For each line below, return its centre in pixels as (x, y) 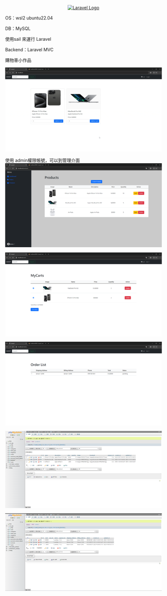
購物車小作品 (18, 60)
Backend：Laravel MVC (29, 50)
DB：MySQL (18, 28)
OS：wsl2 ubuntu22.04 (29, 18)
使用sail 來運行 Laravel (28, 39)
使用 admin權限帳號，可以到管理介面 (43, 160)
